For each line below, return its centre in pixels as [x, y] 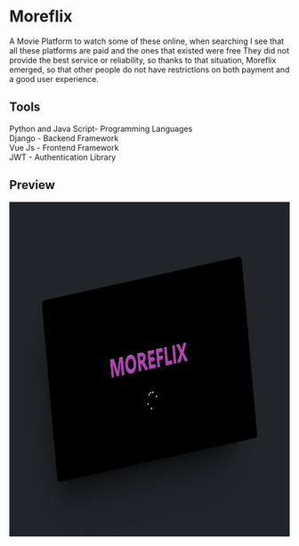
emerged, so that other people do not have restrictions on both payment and [149, 70]
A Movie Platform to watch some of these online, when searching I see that [147, 41]
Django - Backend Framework [64, 138]
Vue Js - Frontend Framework [64, 147]
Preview [32, 185]
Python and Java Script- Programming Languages [101, 128]
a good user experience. [54, 79]
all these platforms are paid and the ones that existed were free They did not [149, 50]
